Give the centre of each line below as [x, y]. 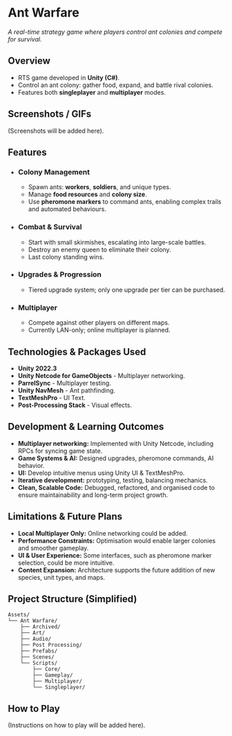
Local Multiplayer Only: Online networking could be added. [103, 533]
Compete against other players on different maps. [99, 323]
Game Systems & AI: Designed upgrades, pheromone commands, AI [116, 458]
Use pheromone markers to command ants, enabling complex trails [125, 202]
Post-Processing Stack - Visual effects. [75, 405]
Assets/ [19, 615]
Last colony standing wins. [66, 256]
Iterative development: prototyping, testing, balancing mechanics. [113, 480]
